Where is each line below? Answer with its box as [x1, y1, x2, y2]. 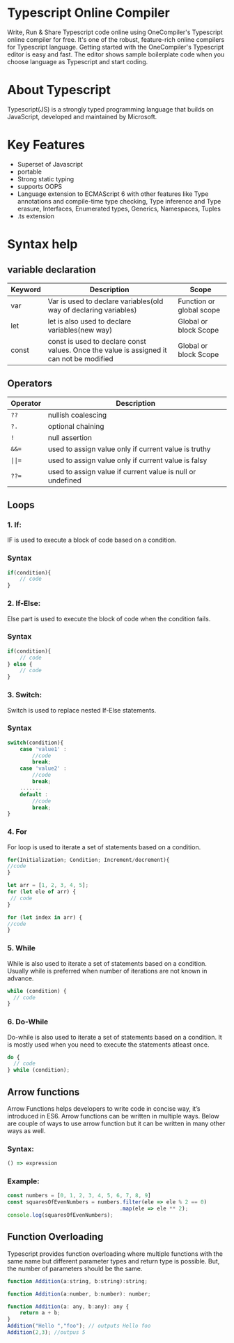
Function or [178, 296, 216, 306]
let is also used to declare [47, 316, 132, 326]
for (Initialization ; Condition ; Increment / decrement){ [7, 856, 170, 863]
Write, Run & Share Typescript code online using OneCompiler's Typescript [7, 28, 223, 36]
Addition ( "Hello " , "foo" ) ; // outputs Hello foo [7, 1323, 151, 1330]
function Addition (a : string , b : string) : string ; [7, 1277, 148, 1284]
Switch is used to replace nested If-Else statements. [7, 706, 157, 714]
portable [17, 167, 42, 176]
